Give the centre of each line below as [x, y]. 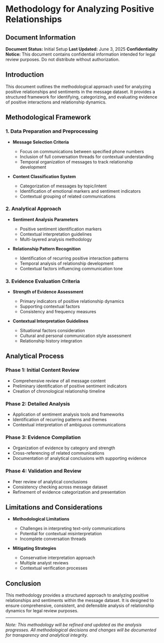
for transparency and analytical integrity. [47, 635]
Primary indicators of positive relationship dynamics [72, 301]
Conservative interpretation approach [57, 558]
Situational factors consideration [52, 331]
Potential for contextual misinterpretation [61, 534]
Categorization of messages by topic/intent [63, 186]
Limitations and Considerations [54, 508]
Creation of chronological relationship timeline [59, 391]
